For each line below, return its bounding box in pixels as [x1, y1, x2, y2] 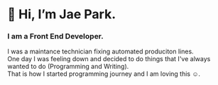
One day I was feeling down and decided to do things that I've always [7, 55, 211, 63]
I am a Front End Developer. [7, 32, 104, 41]
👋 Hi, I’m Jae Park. [7, 6, 116, 22]
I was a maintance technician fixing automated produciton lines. [7, 47, 194, 55]
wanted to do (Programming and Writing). [7, 63, 129, 71]
